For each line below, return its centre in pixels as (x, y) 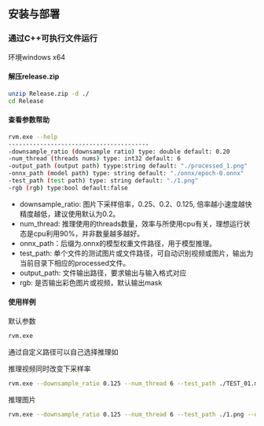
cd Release (26, 101)
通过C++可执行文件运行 (53, 39)
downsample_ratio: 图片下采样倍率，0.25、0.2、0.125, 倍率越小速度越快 (136, 204)
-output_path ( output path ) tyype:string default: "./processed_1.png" (128, 166)
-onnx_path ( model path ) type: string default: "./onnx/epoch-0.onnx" (126, 174)
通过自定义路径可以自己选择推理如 (63, 351)
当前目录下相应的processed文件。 (75, 263)
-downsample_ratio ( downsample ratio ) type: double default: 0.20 (119, 152)
